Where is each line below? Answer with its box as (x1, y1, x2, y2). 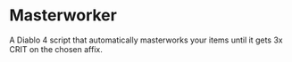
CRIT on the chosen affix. (9, 43, 103, 54)
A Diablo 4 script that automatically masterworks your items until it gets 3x (9, 35, 283, 45)
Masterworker (9, 5, 118, 26)
